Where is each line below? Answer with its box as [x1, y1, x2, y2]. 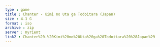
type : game [5, 7, 30, 12]
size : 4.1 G [5, 16, 32, 21]
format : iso [5, 21, 32, 26]
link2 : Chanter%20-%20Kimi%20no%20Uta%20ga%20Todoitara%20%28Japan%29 [5, 35, 155, 40]
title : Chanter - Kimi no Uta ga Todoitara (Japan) [5, 12, 116, 17]
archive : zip [5, 25, 34, 30]
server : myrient [5, 30, 41, 35]
